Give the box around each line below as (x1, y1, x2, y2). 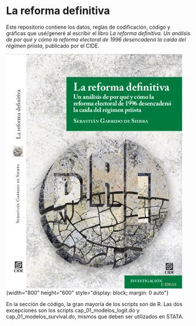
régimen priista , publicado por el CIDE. (6, 42, 100, 49)
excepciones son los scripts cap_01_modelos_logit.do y (6, 307, 140, 314)
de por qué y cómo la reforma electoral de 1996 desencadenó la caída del (6, 36, 186, 43)
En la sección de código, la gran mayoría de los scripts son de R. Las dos (6, 300, 183, 307)
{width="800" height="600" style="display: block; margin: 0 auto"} (6, 289, 169, 296)
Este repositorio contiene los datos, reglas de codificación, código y (6, 23, 171, 30)
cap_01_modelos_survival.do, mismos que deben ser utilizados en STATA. (6, 313, 184, 320)
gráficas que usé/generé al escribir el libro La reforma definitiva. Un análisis (6, 29, 191, 36)
